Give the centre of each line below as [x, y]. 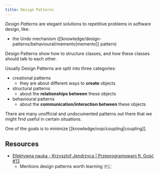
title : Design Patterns [30, 10]
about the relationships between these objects [68, 93]
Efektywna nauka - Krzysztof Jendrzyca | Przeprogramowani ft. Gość [83, 156]
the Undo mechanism [34, 39]
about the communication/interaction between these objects [83, 104]
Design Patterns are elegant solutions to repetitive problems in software [78, 24]
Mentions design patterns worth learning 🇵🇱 [65, 167]
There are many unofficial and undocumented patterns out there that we [79, 114]
